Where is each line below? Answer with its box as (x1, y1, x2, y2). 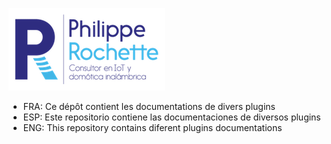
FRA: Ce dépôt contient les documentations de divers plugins (22, 101, 276, 112)
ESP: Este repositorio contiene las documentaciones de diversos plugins (22, 111, 321, 123)
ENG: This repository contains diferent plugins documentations (22, 122, 283, 133)
